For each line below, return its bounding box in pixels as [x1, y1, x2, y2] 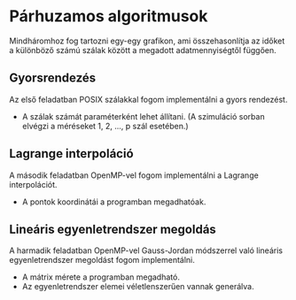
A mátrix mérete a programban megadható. [21, 272, 180, 282]
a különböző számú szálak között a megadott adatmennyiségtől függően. [9, 44, 277, 55]
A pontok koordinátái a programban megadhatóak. [21, 196, 206, 207]
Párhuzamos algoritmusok [9, 6, 208, 27]
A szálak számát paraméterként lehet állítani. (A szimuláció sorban [21, 111, 265, 121]
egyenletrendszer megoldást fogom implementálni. [9, 255, 195, 265]
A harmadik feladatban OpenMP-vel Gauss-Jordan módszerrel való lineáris [9, 245, 284, 256]
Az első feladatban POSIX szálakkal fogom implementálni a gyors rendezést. [9, 94, 288, 104]
